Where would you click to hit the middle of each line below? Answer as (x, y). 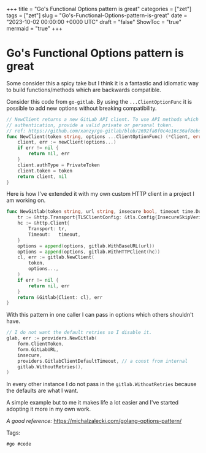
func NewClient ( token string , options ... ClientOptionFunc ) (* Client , (98, 137)
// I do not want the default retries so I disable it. (79, 333)
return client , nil (42, 176)
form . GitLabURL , (38, 349)
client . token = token (45, 171)
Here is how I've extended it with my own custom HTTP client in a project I (101, 194)
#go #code (19, 444)
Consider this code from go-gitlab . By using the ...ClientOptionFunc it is (99, 101)
